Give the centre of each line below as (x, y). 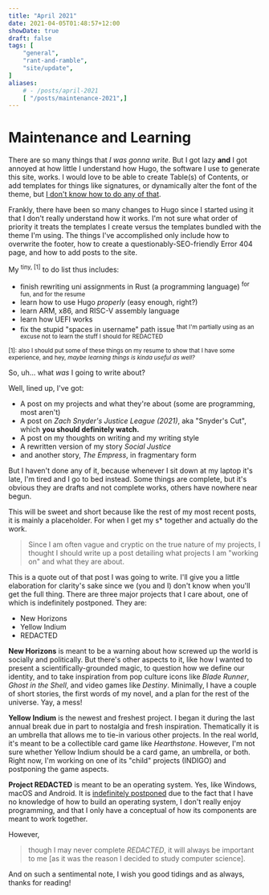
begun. (20, 496)
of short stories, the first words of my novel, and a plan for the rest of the (129, 694)
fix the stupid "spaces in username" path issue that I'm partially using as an (137, 328)
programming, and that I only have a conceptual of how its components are (132, 811)
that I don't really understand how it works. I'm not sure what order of (123, 219)
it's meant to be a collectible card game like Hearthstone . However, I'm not (132, 744)
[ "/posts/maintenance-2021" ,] (75, 98)
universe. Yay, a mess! (45, 702)
